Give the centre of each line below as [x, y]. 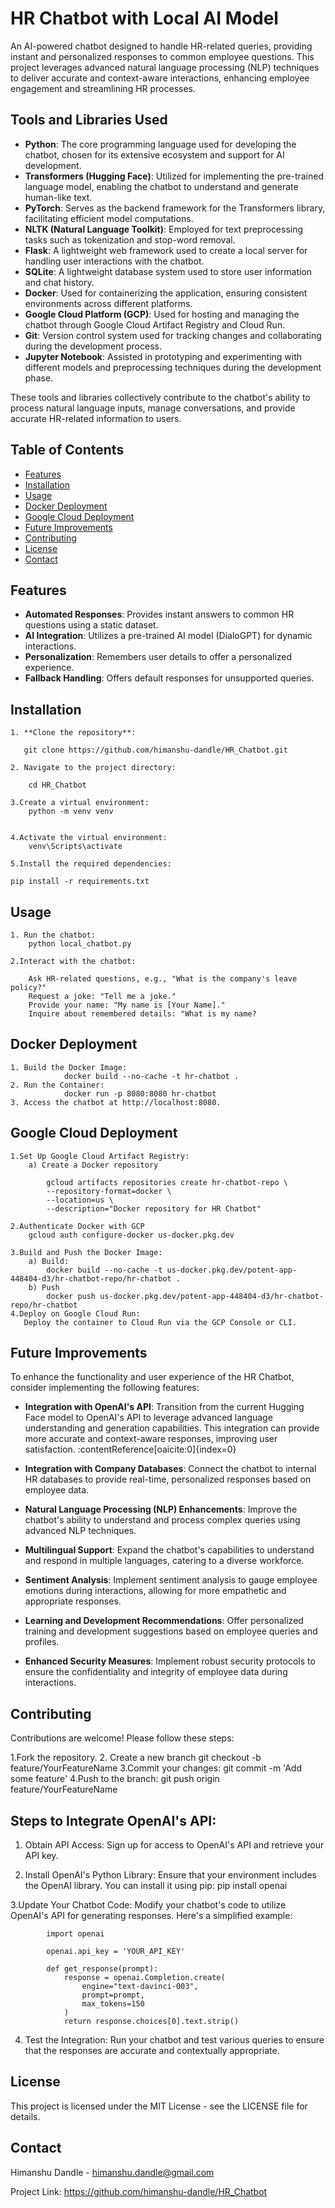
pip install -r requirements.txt [80, 882]
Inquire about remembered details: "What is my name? [142, 1014]
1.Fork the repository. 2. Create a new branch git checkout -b [136, 1758]
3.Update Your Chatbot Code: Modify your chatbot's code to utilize [148, 1905]
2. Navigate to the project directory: [93, 768]
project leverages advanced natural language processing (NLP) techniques [165, 67]
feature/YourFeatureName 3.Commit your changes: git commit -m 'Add [156, 1768]
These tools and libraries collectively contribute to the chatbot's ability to [160, 397]
